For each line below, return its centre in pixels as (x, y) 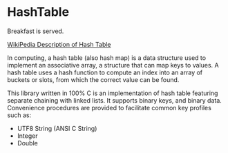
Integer (27, 136)
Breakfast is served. (36, 31)
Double (27, 143)
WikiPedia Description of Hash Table (59, 44)
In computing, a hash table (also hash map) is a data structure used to (106, 58)
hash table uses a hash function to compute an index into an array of (105, 72)
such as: (19, 115)
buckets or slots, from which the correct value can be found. (93, 79)
